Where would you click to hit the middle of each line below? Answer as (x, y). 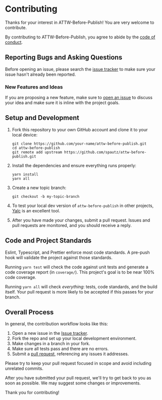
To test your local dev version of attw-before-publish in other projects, (83, 206)
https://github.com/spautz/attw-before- (105, 152)
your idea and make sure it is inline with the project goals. (62, 103)
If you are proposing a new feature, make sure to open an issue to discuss (79, 98)
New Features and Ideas (34, 87)
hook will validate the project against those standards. (59, 257)
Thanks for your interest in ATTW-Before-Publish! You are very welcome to (80, 22)
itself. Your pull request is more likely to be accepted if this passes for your (79, 292)
